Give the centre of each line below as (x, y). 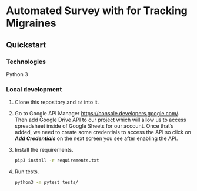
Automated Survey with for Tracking (97, 11)
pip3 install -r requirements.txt (57, 161)
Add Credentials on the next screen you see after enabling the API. (96, 138)
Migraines (31, 23)
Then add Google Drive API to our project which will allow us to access (100, 120)
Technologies (26, 62)
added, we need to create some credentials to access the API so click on (103, 132)
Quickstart (26, 45)
